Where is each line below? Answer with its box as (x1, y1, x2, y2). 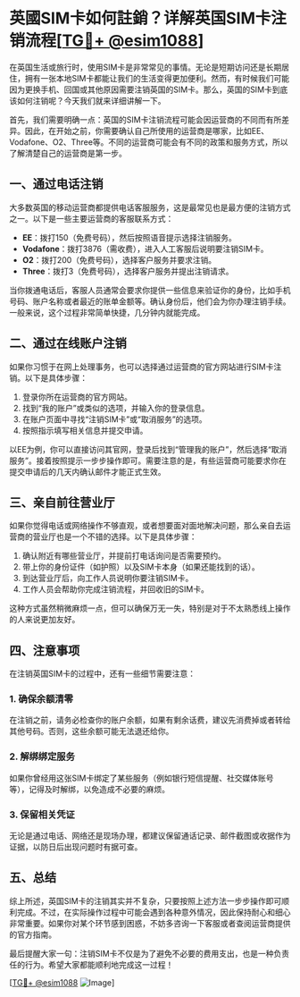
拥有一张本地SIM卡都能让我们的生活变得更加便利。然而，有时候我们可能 (24, 72, 290, 83)
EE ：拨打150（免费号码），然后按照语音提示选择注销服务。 (21, 232, 237, 242)
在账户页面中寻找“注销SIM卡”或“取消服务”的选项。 (21, 413, 207, 425)
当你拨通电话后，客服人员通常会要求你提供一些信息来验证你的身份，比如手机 (9, 284, 291, 295)
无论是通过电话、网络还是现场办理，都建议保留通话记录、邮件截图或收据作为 (9, 831, 291, 841)
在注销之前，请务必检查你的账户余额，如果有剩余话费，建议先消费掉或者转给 (9, 714, 291, 725)
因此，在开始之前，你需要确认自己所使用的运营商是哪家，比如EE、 (24, 125, 270, 136)
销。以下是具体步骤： (9, 372, 87, 383)
